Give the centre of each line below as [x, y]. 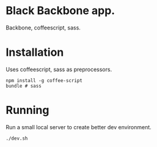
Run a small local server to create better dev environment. [79, 127]
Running [27, 110]
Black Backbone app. [60, 11]
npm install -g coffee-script [44, 80]
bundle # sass [24, 86]
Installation [35, 52]
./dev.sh [17, 138]
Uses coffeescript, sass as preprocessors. [59, 69]
